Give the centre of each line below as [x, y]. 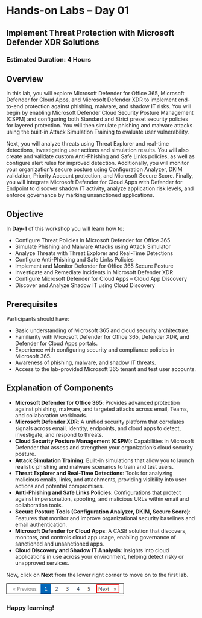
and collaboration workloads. [51, 415]
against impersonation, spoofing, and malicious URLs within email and [102, 498]
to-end [15, 106]
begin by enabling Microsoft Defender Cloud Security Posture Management [100, 113]
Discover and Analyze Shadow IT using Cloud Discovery [85, 285]
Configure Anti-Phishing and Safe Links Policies [74, 260]
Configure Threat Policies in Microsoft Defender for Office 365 [93, 240]
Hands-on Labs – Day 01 [68, 11]
